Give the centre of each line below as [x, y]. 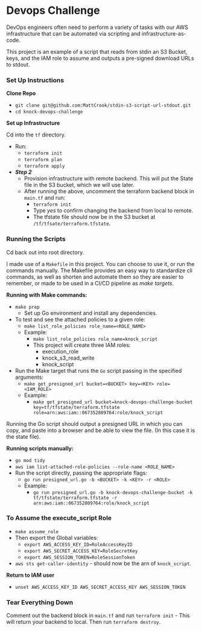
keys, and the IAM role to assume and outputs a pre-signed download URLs [100, 58]
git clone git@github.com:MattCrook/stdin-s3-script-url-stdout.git [103, 106]
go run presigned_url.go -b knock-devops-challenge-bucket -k [113, 492]
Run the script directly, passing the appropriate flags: [81, 473]
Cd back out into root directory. [45, 252]
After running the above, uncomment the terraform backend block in [109, 191]
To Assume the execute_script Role [59, 518]
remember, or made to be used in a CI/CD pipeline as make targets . [90, 283]
